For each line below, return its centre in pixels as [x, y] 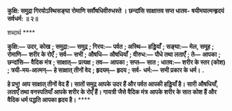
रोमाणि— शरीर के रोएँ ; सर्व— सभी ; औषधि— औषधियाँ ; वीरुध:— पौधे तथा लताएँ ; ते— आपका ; [114, 54]
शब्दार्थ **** [21, 32]
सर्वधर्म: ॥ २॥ [23, 18]
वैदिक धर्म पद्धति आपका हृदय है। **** [49, 100]
